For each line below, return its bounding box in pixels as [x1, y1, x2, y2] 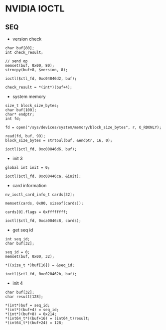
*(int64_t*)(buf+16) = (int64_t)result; [5, 316, 91, 321]
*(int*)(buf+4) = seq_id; [5, 307, 59, 312]
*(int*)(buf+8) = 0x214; [5, 312, 57, 317]
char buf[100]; [5, 108, 37, 112]
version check [12, 36, 42, 42]
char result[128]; [5, 294, 43, 299]
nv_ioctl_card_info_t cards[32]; [5, 192, 75, 197]
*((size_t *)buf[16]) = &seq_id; [5, 263, 75, 268]
